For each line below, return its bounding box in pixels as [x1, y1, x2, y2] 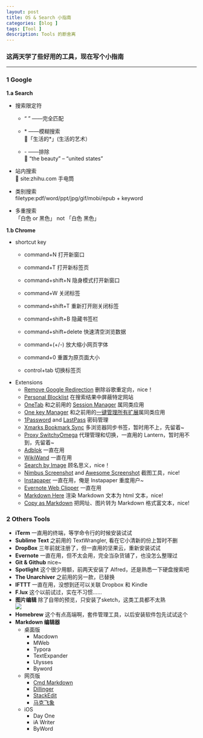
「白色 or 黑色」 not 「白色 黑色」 [14, 214, 100, 221]
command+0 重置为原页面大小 [24, 353, 100, 361]
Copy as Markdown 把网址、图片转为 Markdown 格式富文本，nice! [24, 499, 190, 506]
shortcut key [14, 238, 47, 246]
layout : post [6, 8, 39, 15]
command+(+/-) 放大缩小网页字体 [24, 341, 109, 348]
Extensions [14, 379, 43, 386]
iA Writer [33, 719, 56, 726]
